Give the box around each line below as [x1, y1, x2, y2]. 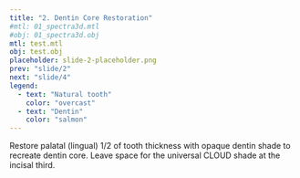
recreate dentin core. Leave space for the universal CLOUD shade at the [9, 150, 281, 161]
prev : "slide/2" [9, 65, 71, 74]
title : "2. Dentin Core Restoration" [9, 13, 153, 23]
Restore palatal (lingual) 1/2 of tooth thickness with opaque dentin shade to [9, 141, 291, 152]
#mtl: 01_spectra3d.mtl [9, 22, 100, 31]
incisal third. [9, 160, 56, 171]
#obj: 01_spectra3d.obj [9, 30, 100, 39]
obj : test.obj [9, 47, 64, 57]
